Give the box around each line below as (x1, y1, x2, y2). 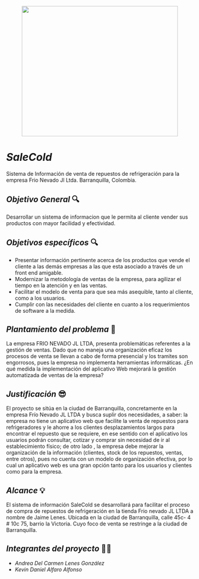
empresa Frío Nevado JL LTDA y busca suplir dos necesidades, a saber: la (6, 411, 188, 418)
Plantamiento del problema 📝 (6, 324, 116, 334)
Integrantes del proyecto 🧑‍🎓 (6, 544, 112, 554)
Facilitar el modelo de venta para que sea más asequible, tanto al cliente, (14, 288, 194, 295)
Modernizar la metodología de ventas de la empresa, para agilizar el (14, 275, 181, 282)
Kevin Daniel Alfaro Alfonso (14, 566, 82, 573)
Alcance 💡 (6, 485, 46, 496)
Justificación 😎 (6, 389, 67, 399)
